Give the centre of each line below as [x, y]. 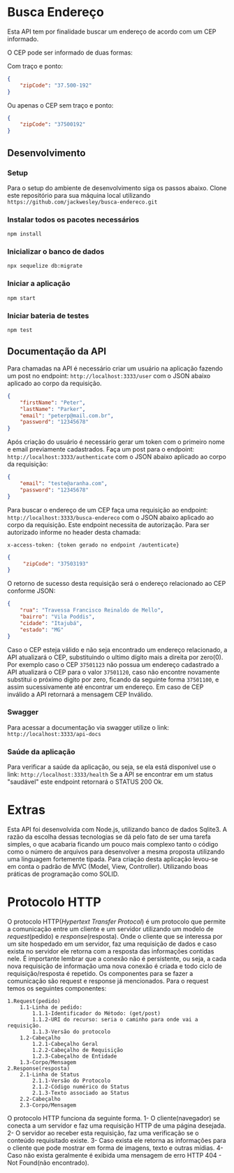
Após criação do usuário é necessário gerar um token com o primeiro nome [116, 442]
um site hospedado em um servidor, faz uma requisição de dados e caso [112, 944]
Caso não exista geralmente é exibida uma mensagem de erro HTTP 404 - [115, 1155]
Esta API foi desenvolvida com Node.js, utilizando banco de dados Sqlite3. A [117, 830]
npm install [24, 234]
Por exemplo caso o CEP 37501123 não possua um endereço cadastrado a [113, 664]
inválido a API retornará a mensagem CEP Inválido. [80, 694]
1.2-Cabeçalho [40, 1038]
